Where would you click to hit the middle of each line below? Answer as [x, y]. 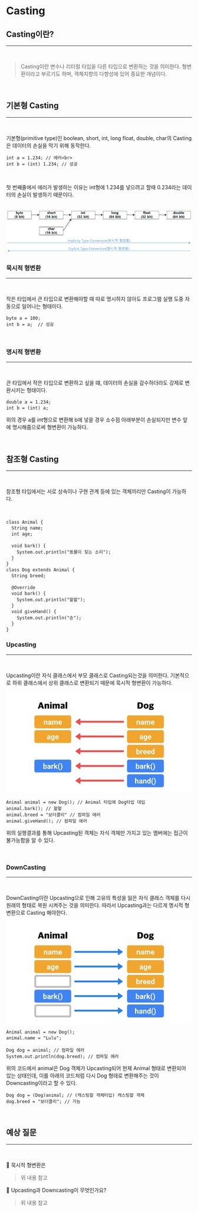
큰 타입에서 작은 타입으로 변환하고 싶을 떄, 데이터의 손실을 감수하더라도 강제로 [95, 383]
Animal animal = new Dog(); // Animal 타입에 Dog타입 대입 [76, 802]
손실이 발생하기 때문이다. [45, 195]
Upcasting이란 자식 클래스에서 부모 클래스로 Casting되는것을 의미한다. [88, 675]
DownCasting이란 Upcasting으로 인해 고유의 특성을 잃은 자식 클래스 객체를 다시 [98, 898]
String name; [27, 528]
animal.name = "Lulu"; [34, 1038]
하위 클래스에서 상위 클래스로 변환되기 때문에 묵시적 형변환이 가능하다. [92, 683]
